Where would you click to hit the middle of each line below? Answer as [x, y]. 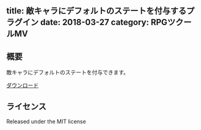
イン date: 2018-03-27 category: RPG [95, 22]
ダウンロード [22, 85]
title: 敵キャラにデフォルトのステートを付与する [97, 11]
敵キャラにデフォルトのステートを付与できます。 [68, 73]
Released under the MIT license [46, 121]
